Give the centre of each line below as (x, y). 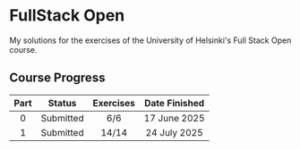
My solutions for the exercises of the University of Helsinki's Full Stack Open (150, 40)
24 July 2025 (174, 132)
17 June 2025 (174, 118)
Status (62, 103)
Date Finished (175, 103)
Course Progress (57, 78)
